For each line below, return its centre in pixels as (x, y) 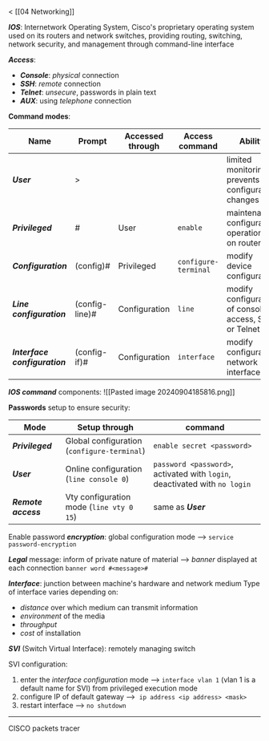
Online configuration (104, 469)
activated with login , (192, 474)
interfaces (246, 372)
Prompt (92, 141)
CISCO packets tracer (44, 728)
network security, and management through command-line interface (121, 44)
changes (243, 200)
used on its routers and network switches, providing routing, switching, (125, 36)
